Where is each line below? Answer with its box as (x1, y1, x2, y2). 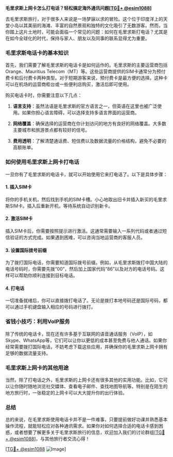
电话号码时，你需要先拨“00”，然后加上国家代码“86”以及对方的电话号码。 (5, 266, 160, 272)
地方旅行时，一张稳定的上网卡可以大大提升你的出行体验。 (5, 390, 127, 396)
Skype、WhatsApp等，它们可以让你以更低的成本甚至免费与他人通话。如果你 (5, 337, 167, 343)
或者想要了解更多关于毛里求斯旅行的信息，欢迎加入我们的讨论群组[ (14, 429, 156, 435)
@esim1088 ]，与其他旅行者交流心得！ (9, 436, 90, 442)
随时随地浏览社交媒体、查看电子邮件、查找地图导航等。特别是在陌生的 (19, 383, 168, 389)
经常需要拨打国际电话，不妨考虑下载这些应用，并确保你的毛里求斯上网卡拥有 (5, 343, 168, 349)
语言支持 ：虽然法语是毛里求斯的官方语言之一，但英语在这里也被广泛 (12, 103, 158, 110)
